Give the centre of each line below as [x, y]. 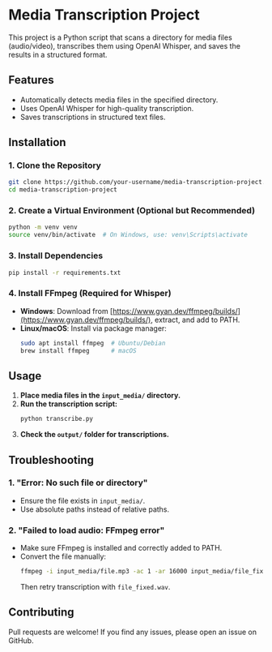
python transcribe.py [56, 419]
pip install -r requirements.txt [65, 272]
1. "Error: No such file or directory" [78, 483]
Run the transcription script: [69, 404]
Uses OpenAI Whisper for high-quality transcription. [107, 108]
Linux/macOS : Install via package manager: [93, 328]
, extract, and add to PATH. [195, 320]
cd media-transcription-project [63, 190]
